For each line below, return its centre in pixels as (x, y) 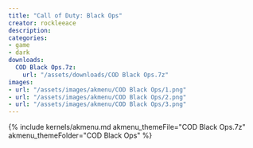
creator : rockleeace (43, 23)
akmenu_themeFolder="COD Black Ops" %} (80, 135)
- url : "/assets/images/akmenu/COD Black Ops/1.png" (97, 90)
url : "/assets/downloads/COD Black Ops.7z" (96, 75)
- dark (19, 53)
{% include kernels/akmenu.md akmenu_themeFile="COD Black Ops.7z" (127, 127)
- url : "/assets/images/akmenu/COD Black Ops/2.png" (97, 97)
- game (19, 45)
